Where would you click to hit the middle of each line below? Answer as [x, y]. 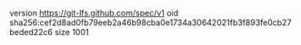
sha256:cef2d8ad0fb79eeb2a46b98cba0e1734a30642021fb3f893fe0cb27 [150, 22]
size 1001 [71, 32]
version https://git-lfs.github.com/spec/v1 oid [94, 13]
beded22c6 [31, 32]
